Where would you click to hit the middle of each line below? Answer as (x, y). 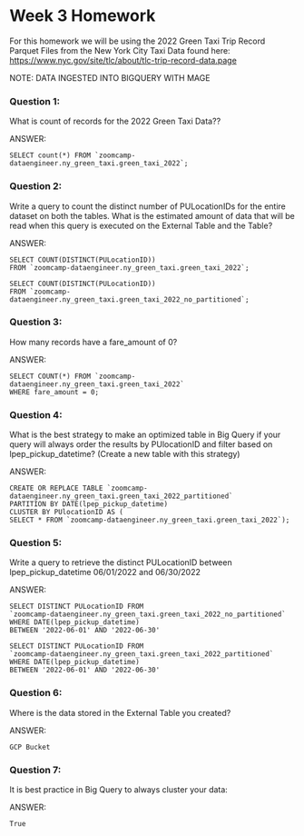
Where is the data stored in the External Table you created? (120, 712)
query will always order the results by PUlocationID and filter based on (141, 444)
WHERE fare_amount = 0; (54, 392)
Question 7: (35, 770)
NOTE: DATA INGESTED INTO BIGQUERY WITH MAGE (110, 77)
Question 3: (36, 322)
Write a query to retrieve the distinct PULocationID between (121, 562)
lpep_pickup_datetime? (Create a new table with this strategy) (125, 454)
